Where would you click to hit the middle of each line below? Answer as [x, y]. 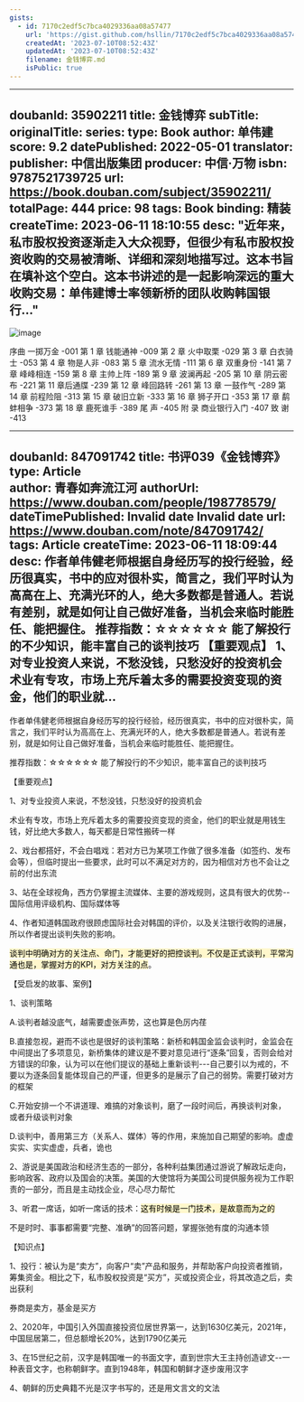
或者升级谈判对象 [41, 1117]
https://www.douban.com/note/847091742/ [137, 531]
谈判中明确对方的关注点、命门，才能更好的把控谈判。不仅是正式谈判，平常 [147, 953]
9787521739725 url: [67, 178]
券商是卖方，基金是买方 [53, 1307]
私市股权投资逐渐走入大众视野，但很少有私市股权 [146, 243]
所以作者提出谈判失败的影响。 [64, 934]
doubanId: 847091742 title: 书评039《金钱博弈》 [147, 457]
